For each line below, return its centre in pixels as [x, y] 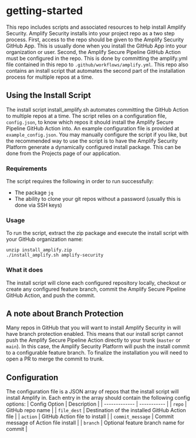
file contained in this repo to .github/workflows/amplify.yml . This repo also [97, 64]
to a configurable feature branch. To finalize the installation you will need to [97, 353]
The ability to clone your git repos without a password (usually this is [97, 199]
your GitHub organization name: [45, 240]
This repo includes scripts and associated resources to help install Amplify [96, 27]
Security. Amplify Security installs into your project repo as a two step [90, 33]
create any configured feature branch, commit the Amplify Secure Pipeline [96, 289]
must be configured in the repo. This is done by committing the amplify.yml [97, 58]
